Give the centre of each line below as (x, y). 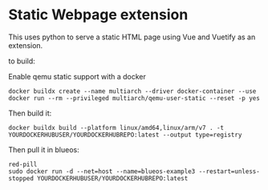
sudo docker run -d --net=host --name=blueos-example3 (102, 171)
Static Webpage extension (98, 15)
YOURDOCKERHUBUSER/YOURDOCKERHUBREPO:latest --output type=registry (125, 135)
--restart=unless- (229, 171)
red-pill (23, 164)
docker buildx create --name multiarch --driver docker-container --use (132, 91)
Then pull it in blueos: (44, 149)
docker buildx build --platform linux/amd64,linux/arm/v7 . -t (116, 127)
